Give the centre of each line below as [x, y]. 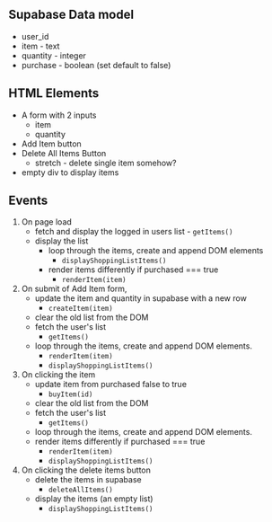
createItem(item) [80, 309]
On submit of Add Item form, [74, 289]
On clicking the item [58, 375]
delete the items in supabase [88, 480]
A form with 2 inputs [59, 115]
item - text [40, 46]
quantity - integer [54, 55]
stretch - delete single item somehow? [105, 163]
